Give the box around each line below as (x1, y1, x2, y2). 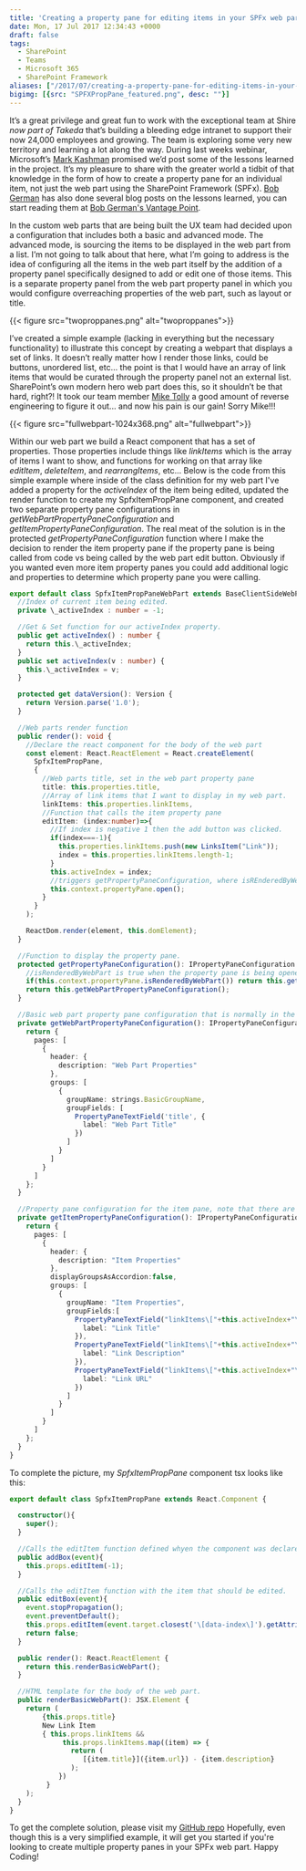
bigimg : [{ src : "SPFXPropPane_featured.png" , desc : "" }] (9, 89, 230, 99)
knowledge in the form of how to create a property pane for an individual (9, 172, 282, 183)
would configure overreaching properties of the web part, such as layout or (9, 287, 292, 298)
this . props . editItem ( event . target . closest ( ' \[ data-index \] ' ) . (25, 1620, 267, 1629)
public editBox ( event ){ (17, 1595, 107, 1604)
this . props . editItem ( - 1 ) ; (25, 1561, 125, 1570)
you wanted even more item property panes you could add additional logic (9, 562, 289, 573)
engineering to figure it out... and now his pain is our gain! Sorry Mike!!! (9, 400, 276, 411)
